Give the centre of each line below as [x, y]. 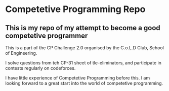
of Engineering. [21, 53]
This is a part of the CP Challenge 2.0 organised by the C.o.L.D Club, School [85, 48]
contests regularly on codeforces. [40, 68]
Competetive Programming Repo [75, 9]
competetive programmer [47, 35]
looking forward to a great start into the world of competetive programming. [84, 83]
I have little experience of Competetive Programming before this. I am [78, 78]
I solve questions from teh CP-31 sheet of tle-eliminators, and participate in [83, 63]
